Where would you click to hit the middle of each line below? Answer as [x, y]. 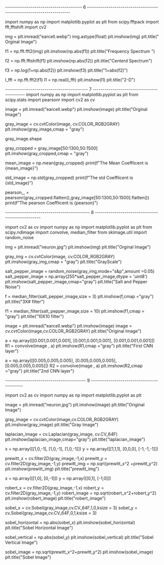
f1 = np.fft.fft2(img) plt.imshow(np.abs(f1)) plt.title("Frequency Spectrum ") [80, 51]
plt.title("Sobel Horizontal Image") [39, 528]
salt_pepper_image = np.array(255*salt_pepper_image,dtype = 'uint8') [76, 276]
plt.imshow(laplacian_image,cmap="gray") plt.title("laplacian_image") [75, 439]
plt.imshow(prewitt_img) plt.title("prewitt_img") [52, 469]
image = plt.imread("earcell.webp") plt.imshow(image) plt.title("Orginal [76, 109]
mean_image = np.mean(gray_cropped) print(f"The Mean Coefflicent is [77, 163]
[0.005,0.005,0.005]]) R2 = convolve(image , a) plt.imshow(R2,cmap [74, 366]
